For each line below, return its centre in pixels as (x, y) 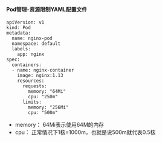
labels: (21, 49)
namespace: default (36, 44)
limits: (32, 102)
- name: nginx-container (43, 70)
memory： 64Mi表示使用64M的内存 (60, 125)
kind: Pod (19, 28)
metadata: (19, 33)
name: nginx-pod (32, 39)
